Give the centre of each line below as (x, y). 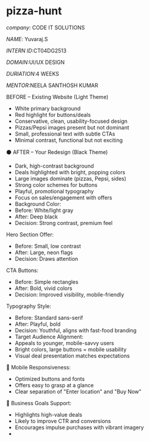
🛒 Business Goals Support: (39, 403)
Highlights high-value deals (48, 414)
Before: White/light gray (44, 210)
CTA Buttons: (22, 270)
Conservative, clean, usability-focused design (71, 121)
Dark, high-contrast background (54, 166)
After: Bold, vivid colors (43, 288)
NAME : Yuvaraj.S (27, 39)
